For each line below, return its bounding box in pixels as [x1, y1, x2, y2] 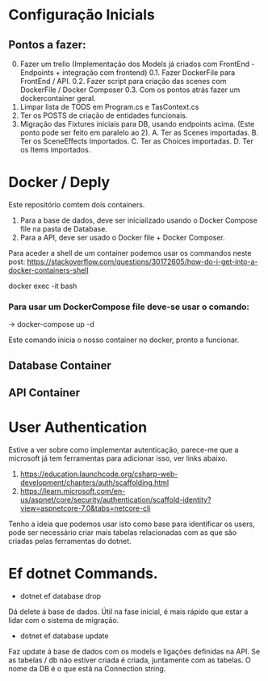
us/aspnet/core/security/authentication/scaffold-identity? [19, 495, 211, 504]
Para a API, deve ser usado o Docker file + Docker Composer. [19, 232, 226, 242]
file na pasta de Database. [19, 224, 107, 233]
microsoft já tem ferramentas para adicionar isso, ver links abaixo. [8, 453, 228, 463]
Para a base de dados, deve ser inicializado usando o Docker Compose [19, 215, 258, 225]
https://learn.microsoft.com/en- [19, 486, 126, 495]
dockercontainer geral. [19, 94, 96, 102]
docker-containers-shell [8, 265, 89, 275]
